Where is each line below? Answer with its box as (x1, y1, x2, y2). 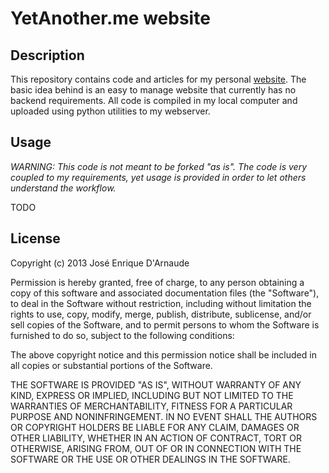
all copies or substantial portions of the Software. (10, 359, 213, 371)
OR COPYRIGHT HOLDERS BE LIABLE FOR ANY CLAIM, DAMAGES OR (10, 421, 300, 433)
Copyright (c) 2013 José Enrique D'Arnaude (10, 257, 190, 269)
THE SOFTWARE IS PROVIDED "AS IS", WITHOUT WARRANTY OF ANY (10, 378, 302, 391)
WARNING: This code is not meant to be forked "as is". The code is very (10, 160, 308, 172)
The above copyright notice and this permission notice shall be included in (10, 348, 317, 361)
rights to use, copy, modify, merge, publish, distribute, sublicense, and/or (10, 308, 312, 320)
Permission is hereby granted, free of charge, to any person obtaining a (10, 276, 305, 288)
